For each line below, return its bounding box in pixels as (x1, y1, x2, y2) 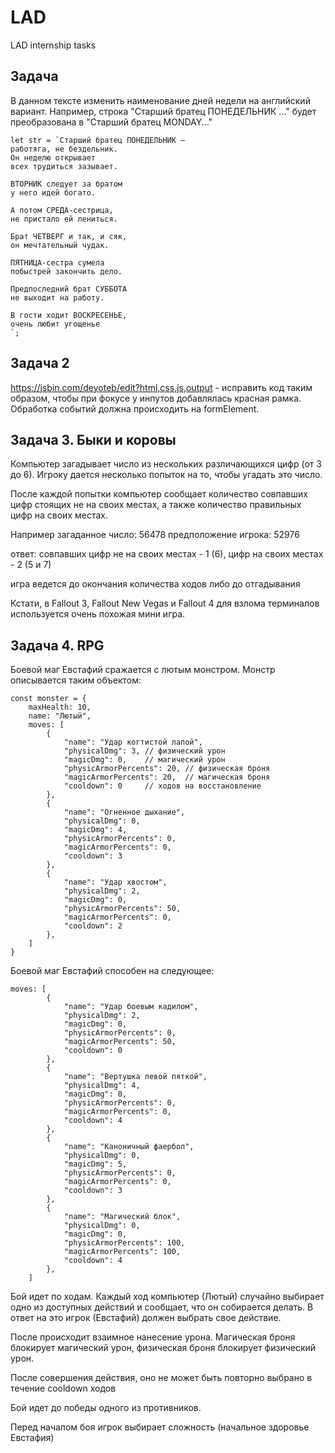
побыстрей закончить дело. (10, 266, 123, 276)
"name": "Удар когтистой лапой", (63, 737, 203, 748)
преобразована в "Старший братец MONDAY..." (10, 116, 213, 128)
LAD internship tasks (10, 39, 97, 51)
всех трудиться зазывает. (10, 161, 118, 171)
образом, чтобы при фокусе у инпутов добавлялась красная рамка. (10, 392, 302, 404)
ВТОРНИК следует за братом (10, 179, 123, 189)
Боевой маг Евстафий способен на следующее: (10, 965, 215, 977)
